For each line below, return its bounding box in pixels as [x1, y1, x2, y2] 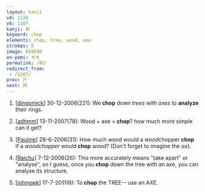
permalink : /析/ [6, 60, 47, 66]
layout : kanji [6, 9, 43, 15]
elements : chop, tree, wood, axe [6, 37, 92, 43]
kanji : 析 [6, 26, 31, 32]
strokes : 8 [6, 43, 34, 49]
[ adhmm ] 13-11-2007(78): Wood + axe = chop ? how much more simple [15, 118, 193, 125]
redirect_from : [6, 65, 45, 72]
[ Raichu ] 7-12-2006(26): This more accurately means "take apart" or [15, 154, 188, 162]
